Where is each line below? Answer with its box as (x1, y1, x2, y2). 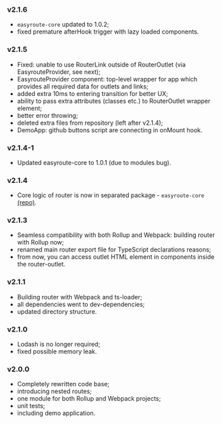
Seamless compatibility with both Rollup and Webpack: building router (16, 231, 215, 239)
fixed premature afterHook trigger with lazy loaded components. (16, 27, 199, 36)
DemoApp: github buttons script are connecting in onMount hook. (16, 125, 203, 134)
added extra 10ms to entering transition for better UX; (16, 89, 169, 97)
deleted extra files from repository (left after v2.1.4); (16, 119, 163, 127)
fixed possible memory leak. (16, 347, 97, 356)
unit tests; (16, 402, 46, 410)
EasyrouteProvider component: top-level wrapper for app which (16, 75, 197, 83)
